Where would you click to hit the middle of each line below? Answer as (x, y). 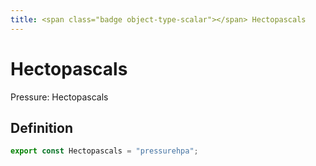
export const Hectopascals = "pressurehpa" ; (104, 151)
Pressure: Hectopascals (59, 97)
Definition (41, 127)
